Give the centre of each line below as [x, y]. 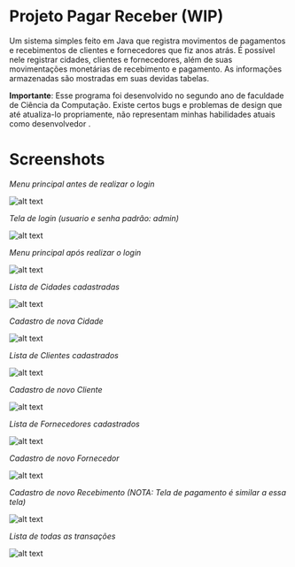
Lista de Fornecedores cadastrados [74, 424]
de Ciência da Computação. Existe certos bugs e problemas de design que [146, 104]
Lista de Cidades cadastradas [64, 287]
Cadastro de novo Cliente [56, 389]
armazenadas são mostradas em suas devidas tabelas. [109, 78]
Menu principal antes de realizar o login [82, 184]
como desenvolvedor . [50, 123]
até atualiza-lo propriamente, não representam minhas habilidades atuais [143, 114]
